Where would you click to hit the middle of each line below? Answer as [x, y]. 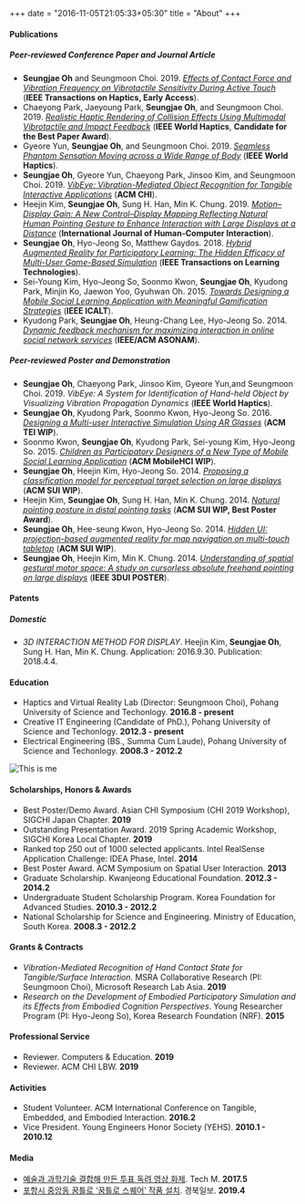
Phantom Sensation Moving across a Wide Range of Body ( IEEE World [155, 155]
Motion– [267, 203]
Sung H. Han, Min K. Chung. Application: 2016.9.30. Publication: [142, 652]
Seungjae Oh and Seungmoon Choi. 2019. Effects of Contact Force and [157, 78]
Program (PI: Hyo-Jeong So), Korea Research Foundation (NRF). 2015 [153, 1015]
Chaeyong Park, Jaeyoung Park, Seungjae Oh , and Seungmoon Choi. [153, 107]
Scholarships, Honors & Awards [71, 789]
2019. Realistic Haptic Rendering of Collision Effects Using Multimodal [154, 117]
